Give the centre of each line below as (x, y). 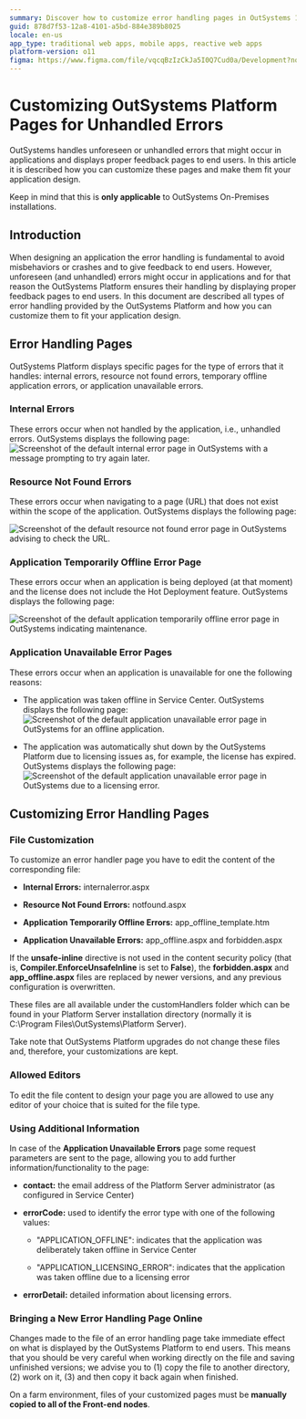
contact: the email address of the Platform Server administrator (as (149, 1185)
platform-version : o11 (52, 52)
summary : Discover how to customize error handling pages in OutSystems (150, 18)
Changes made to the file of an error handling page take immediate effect (147, 1339)
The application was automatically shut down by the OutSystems (144, 746)
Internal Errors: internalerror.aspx (86, 887)
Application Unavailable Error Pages (91, 652)
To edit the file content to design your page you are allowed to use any (142, 1095)
